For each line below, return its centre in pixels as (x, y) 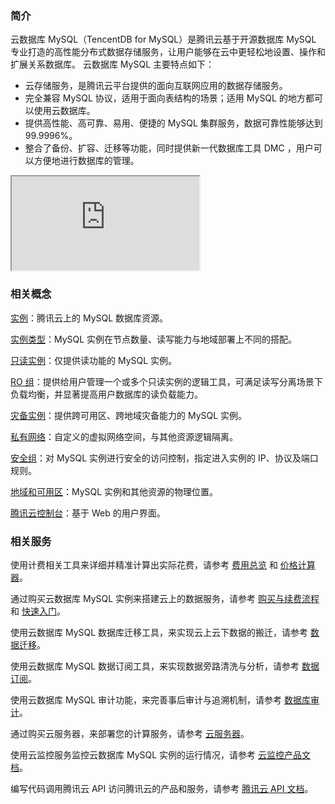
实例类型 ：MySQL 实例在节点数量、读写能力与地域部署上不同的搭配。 (154, 339)
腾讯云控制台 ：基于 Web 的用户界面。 (88, 513)
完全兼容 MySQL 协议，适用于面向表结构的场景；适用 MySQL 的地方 (165, 98)
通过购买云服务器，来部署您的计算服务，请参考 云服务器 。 (130, 733)
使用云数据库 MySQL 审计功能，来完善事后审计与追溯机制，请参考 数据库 (160, 699)
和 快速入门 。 (38, 611)
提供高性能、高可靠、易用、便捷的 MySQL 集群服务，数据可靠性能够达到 (173, 123)
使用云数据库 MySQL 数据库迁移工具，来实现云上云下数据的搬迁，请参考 (159, 632)
